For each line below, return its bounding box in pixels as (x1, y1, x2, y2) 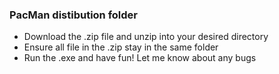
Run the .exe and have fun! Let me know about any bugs (23, 52, 257, 64)
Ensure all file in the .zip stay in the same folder (23, 41, 219, 53)
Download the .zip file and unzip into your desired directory (23, 31, 269, 43)
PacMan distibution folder (9, 8, 139, 22)
